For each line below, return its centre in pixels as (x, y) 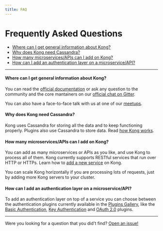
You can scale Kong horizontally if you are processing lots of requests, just (80, 172)
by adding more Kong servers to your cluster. (50, 177)
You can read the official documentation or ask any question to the (72, 89)
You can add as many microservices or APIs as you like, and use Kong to (78, 152)
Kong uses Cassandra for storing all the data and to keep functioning (74, 125)
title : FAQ (16, 9)
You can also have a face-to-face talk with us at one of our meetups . (74, 103)
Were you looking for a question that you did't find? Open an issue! (72, 223)
